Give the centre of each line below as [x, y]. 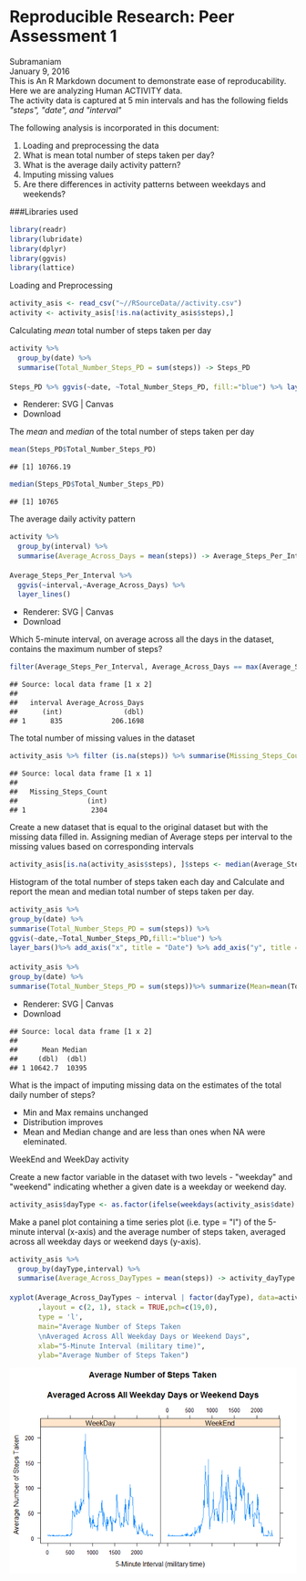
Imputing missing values [68, 174]
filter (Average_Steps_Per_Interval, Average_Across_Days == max [134, 667]
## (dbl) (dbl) [49, 1059]
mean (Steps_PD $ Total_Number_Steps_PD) [83, 449]
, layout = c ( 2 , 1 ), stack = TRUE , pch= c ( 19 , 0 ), [128, 1308]
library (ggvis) [38, 258]
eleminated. [45, 1141]
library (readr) [38, 229]
